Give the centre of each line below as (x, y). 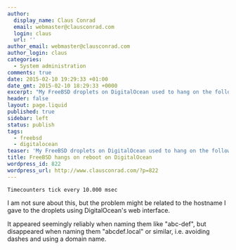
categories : (25, 60)
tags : (15, 131)
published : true (31, 112)
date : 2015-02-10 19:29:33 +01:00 (58, 79)
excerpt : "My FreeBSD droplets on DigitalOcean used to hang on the (110, 92)
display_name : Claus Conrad (55, 20)
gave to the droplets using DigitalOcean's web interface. (89, 210)
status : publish (31, 125)
